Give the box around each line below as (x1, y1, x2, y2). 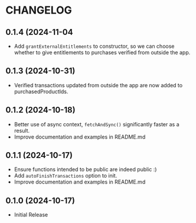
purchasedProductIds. (14, 88, 68, 95)
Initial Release (14, 211, 48, 218)
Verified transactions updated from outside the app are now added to (14, 81, 183, 88)
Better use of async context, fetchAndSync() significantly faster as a (14, 120, 179, 127)
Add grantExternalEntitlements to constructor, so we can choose (14, 42, 175, 50)
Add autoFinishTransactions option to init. (14, 172, 117, 179)
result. (14, 127, 30, 134)
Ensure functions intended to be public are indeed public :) (14, 166, 157, 173)
